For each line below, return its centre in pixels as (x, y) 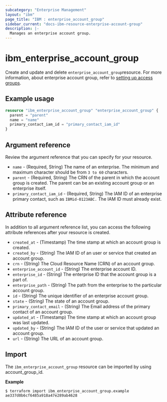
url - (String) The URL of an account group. (58, 338)
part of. (20, 279)
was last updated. (31, 322)
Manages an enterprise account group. (51, 33)
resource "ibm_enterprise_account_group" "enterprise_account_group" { (82, 110)
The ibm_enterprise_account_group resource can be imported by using (78, 367)
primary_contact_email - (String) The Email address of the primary (81, 306)
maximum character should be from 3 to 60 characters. (70, 172)
